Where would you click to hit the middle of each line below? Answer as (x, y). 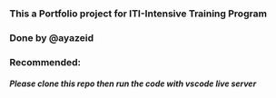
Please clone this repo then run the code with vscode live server (133, 83)
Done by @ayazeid (51, 37)
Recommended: (45, 62)
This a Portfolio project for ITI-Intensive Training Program (138, 14)
